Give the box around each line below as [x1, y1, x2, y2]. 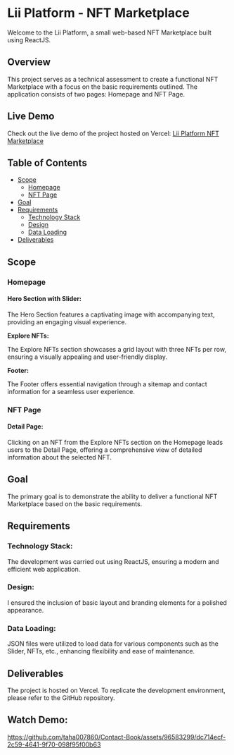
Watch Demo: [7, 714, 68, 726]
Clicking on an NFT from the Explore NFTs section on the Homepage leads [7, 438, 223, 447]
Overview [7, 56, 51, 68]
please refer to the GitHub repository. [7, 693, 115, 702]
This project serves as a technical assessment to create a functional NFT [7, 75, 219, 83]
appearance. [7, 606, 44, 614]
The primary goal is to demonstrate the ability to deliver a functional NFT [7, 492, 218, 501]
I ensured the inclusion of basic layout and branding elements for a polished [7, 598, 227, 607]
